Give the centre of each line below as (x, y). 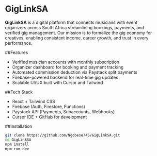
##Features (16, 52)
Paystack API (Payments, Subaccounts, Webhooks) (63, 112)
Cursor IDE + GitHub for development (49, 117)
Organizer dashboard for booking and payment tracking (68, 67)
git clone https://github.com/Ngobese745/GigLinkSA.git (63, 135)
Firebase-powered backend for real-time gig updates (65, 77)
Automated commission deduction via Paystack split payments (75, 72)
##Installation (19, 126)
